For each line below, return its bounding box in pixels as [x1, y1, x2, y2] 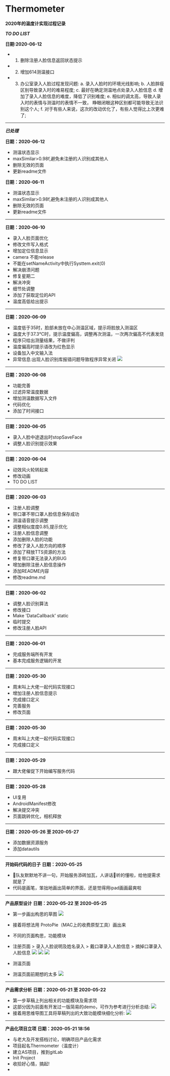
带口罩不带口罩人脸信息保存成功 [12, 511, 79, 517]
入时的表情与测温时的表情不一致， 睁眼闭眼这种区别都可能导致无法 [20, 99, 159, 105]
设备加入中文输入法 [12, 350, 53, 356]
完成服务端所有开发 [12, 651, 53, 657]
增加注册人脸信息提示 [12, 690, 57, 696]
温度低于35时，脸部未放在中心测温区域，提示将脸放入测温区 [12, 325, 138, 331]
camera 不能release [12, 254, 54, 260]
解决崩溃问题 [12, 266, 39, 272]
